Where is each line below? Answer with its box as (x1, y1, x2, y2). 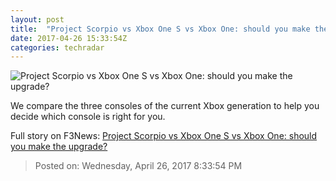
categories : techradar (10, 42, 105, 53)
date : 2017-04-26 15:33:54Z (10, 33, 128, 43)
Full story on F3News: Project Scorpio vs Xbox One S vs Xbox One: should (10, 130, 318, 142)
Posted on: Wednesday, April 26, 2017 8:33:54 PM (34, 160, 243, 172)
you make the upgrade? (10, 141, 108, 153)
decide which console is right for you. (10, 111, 166, 123)
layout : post (10, 14, 65, 25)
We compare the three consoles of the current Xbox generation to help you (10, 100, 320, 112)
